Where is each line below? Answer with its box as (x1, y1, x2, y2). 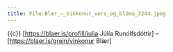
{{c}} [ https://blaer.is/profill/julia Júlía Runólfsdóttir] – (7, 29, 159, 37)
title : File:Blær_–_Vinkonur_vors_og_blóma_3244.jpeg (7, 10, 167, 17)
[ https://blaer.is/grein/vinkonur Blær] (7, 36, 113, 45)
